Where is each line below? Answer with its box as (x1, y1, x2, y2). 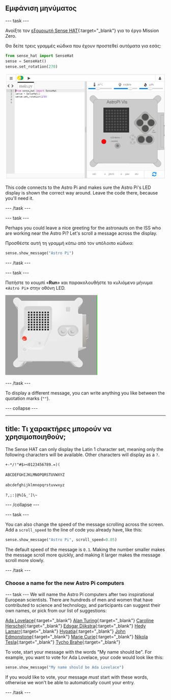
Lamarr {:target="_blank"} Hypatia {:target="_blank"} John (5, 628, 126, 634)
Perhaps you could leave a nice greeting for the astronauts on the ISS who (5, 225, 161, 231)
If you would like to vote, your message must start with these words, (5, 674, 149, 680)
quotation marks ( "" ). (5, 395, 50, 401)
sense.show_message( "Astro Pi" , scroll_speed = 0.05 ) (5, 537, 117, 542)
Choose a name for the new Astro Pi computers (5, 580, 125, 587)
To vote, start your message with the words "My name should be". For (5, 649, 152, 655)
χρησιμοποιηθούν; (5, 433, 66, 441)
